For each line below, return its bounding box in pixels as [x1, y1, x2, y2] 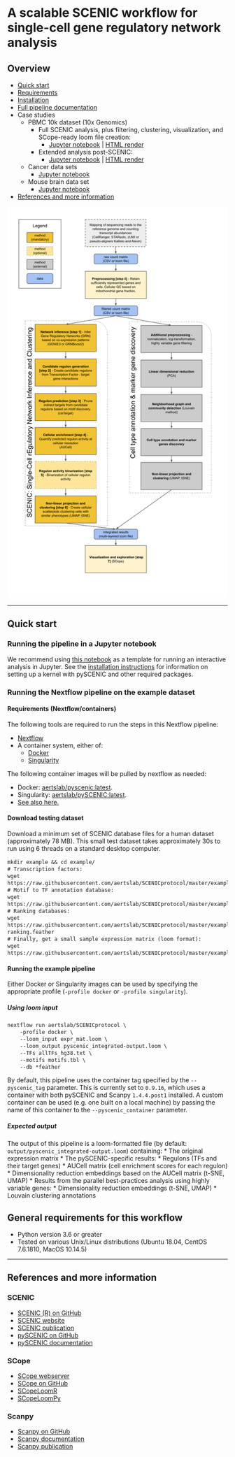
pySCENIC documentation [17, 1338, 93, 1347]
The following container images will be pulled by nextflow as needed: [7, 769, 207, 777]
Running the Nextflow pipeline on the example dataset [7, 687, 195, 697]
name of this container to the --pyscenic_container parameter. [7, 1106, 187, 1114]
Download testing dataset [7, 814, 84, 822]
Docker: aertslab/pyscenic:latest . [17, 783, 113, 791]
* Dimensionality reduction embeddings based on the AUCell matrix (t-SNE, [7, 1169, 225, 1177]
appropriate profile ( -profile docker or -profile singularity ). [7, 987, 188, 996]
